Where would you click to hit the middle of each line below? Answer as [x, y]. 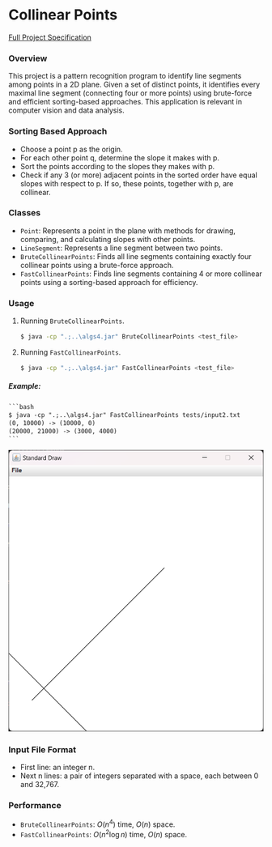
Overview [28, 58]
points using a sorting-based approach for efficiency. [109, 282]
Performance [35, 805]
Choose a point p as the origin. [71, 149]
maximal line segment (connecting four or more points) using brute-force [130, 93]
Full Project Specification [50, 37]
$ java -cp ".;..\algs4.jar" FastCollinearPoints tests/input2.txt [125, 415]
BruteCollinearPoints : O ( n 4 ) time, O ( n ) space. [98, 824]
